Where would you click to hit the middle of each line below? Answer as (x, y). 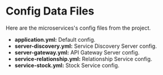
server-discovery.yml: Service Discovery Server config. (86, 46)
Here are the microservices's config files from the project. (78, 28)
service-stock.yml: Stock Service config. (67, 65)
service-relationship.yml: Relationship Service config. (83, 59)
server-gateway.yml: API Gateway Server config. (77, 52)
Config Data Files (50, 11)
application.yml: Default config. (55, 39)
